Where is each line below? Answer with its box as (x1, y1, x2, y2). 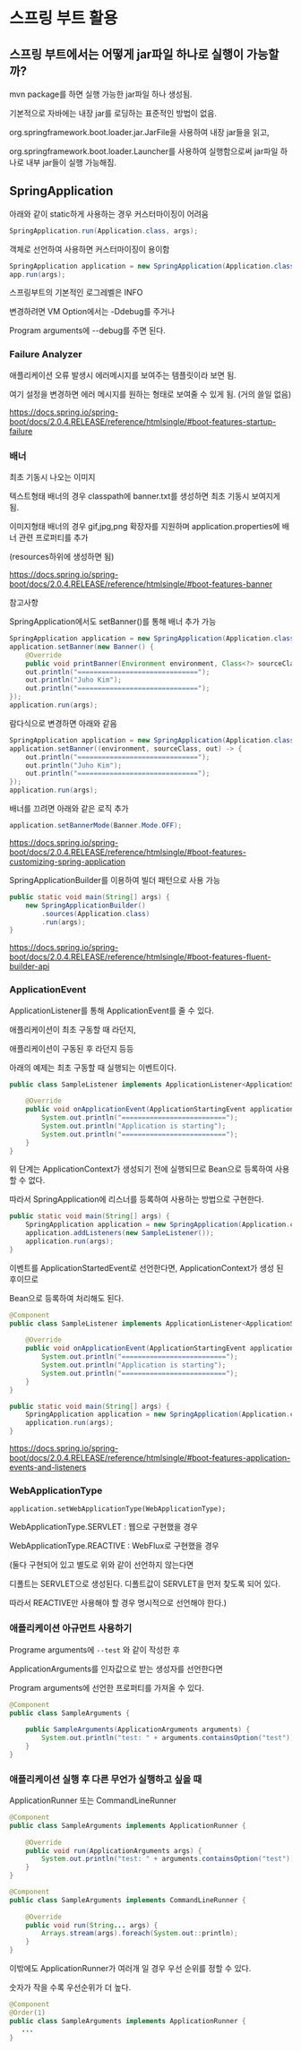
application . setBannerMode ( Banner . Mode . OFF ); (9, 821, 182, 830)
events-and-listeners (9, 1462, 87, 1473)
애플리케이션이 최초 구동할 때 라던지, (9, 1024, 136, 1034)
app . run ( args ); (9, 270, 66, 279)
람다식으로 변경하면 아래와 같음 (9, 717, 118, 728)
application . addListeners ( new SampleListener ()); (25, 1229, 215, 1238)
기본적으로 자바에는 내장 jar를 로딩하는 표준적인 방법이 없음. (9, 108, 218, 118)
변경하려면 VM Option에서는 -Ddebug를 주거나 (9, 306, 176, 317)
